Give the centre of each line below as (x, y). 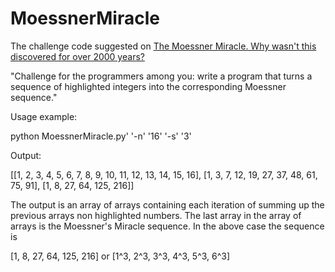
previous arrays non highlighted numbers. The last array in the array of (156, 215)
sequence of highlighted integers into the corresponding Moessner (148, 86)
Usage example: (44, 116)
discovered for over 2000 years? (77, 56)
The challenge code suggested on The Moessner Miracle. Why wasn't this (163, 46)
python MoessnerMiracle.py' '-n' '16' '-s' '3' (101, 136)
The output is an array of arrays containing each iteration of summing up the (167, 204)
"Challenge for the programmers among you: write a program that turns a (161, 76)
